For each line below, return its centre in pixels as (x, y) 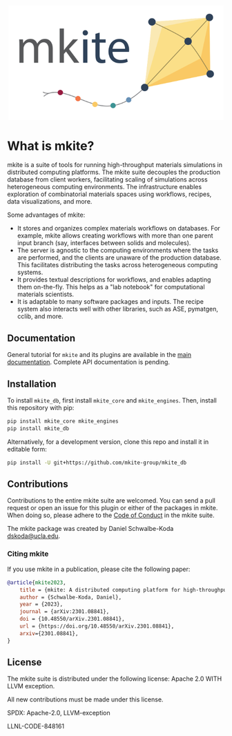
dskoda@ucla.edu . (34, 536)
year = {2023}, (41, 604)
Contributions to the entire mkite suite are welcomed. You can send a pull (111, 501)
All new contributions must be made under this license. (85, 699)
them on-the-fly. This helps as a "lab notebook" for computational (111, 287)
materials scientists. (46, 294)
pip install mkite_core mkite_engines (63, 422)
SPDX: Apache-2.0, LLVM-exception (59, 713)
